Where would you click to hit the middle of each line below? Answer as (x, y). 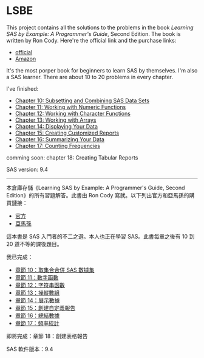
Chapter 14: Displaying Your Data (56, 126)
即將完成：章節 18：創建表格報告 (47, 336)
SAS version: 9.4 (27, 169)
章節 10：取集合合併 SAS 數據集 (55, 270)
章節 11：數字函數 (37, 277)
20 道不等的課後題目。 (34, 244)
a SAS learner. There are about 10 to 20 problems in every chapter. (90, 77)
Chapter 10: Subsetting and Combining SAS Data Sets (82, 100)
